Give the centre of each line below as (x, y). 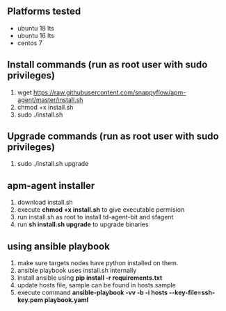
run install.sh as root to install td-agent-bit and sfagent (95, 217)
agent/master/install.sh (50, 99)
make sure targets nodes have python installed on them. (98, 263)
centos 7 (30, 43)
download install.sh (45, 202)
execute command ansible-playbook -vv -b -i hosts (92, 293)
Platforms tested (44, 11)
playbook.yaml (66, 300)
